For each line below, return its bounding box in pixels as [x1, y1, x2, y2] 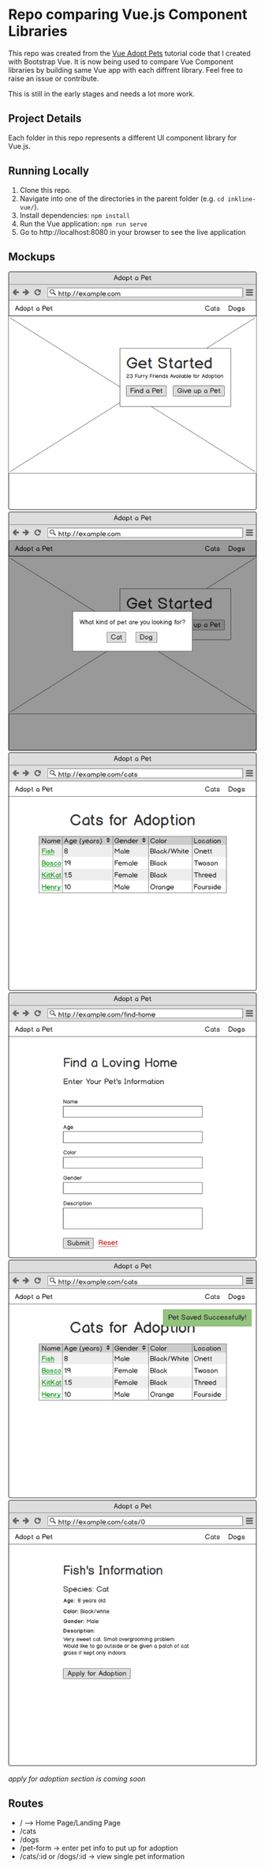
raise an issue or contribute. [8, 74, 99, 83]
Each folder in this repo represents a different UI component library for [8, 133, 237, 142]
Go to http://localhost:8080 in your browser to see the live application [19, 227, 246, 236]
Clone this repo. [19, 185, 72, 194]
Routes [8, 1797, 44, 1810]
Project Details [8, 112, 82, 126]
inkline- [227, 195, 256, 203]
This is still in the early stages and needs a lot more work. [8, 89, 196, 98]
